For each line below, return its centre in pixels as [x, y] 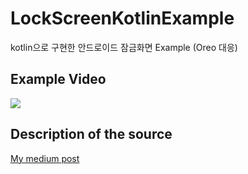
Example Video [58, 79]
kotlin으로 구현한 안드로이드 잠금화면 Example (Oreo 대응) [124, 47]
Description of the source [91, 134]
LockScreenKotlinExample [122, 18]
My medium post [45, 158]
